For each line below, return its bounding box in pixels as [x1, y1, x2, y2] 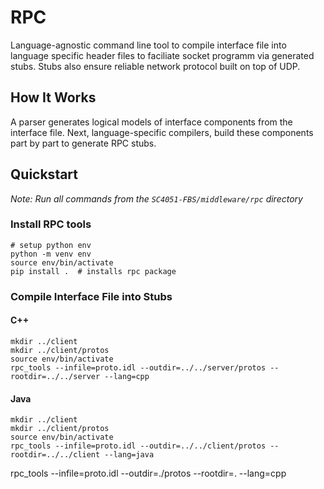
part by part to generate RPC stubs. [10, 137, 157, 149]
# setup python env [10, 240, 92, 250]
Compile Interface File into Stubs [10, 289, 173, 303]
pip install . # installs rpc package [10, 266, 177, 276]
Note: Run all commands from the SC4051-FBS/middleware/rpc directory [10, 192, 303, 205]
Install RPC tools [10, 217, 92, 231]
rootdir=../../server [10, 371, 101, 381]
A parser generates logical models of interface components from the [10, 116, 293, 128]
